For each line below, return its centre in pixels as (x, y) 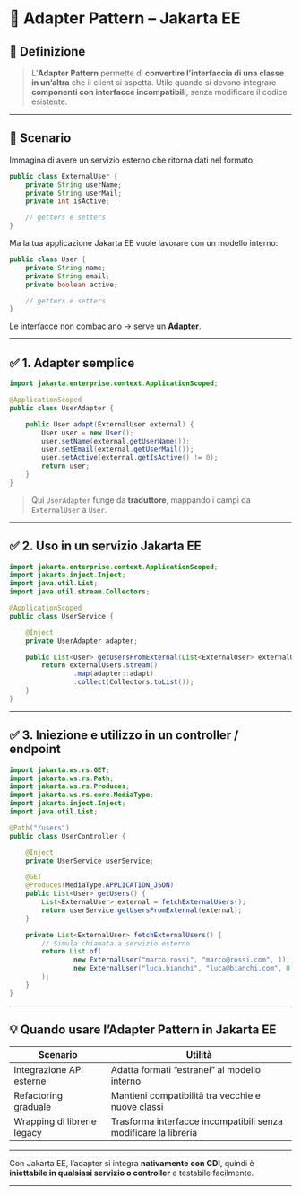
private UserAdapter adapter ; (82, 641)
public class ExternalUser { (64, 176)
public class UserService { (62, 616)
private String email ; (68, 276)
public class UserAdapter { (62, 408)
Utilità (199, 1055)
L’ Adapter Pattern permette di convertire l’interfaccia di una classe (158, 73)
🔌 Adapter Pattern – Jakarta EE (125, 18)
